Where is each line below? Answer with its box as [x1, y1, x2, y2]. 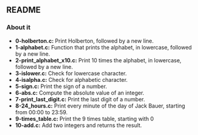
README [6, 5, 41, 15]
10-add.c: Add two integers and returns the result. [15, 122, 142, 129]
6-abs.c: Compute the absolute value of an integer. [15, 89, 144, 97]
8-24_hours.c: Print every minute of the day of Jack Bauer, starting [15, 102, 186, 109]
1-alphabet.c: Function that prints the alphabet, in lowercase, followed [15, 43, 192, 51]
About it [6, 23, 31, 32]
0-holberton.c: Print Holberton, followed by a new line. [15, 37, 154, 45]
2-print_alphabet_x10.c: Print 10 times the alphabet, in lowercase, [15, 56, 182, 64]
